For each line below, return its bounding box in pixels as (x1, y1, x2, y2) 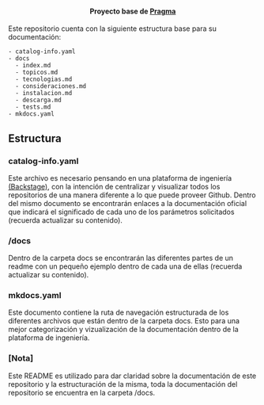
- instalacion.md (15, 90, 73, 97)
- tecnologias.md (15, 75, 73, 83)
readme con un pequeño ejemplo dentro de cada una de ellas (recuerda (8, 262, 243, 271)
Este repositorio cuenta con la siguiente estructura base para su (8, 24, 217, 33)
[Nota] (8, 353, 34, 364)
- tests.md (15, 103, 51, 111)
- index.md (15, 62, 51, 70)
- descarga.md (15, 96, 62, 105)
